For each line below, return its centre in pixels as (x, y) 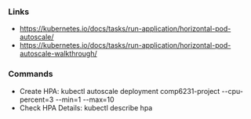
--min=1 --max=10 (85, 99)
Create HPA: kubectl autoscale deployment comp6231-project (120, 91)
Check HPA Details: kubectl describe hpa (86, 107)
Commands (31, 74)
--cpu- (232, 91)
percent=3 (36, 99)
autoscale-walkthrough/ (58, 54)
